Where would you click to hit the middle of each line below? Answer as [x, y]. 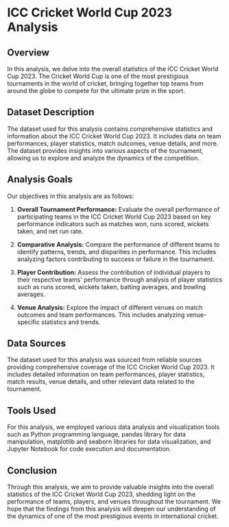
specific [28, 322]
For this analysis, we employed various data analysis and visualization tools [113, 427]
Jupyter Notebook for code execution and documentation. [89, 449]
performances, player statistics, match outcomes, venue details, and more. [113, 143]
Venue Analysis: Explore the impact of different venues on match [110, 307]
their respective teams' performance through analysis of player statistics [120, 280]
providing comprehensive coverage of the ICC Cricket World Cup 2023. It [111, 367]
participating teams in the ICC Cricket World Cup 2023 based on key [114, 217]
